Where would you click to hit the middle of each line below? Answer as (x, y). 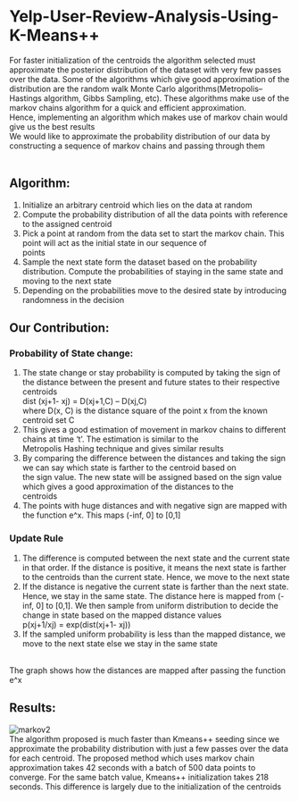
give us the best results (52, 126)
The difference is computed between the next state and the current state (156, 558)
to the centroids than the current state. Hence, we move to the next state (156, 577)
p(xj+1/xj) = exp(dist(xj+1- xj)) (76, 624)
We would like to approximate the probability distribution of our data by (140, 136)
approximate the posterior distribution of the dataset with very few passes (145, 70)
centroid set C (48, 420)
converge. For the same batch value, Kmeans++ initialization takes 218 (139, 777)
